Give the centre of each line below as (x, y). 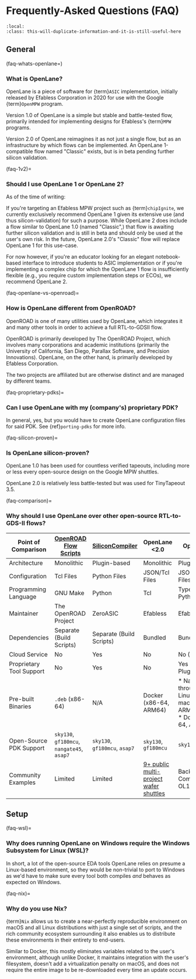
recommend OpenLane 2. (37, 281)
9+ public (156, 764)
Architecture (26, 563)
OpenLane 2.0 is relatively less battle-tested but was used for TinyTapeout (96, 483)
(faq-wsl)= (19, 828)
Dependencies (29, 637)
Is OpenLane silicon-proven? (48, 453)
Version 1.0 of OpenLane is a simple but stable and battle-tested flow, (90, 115)
